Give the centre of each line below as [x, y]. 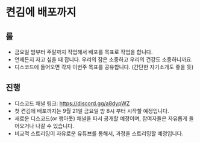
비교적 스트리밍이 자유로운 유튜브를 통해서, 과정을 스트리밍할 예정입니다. [99, 133]
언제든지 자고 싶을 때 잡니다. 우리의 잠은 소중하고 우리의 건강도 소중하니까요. [104, 59]
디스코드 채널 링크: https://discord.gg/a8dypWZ [72, 103]
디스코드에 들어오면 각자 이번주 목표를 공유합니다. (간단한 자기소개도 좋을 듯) [104, 67]
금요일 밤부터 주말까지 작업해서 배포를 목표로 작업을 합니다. [83, 52]
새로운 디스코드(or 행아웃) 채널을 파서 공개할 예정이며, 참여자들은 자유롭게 [101, 118]
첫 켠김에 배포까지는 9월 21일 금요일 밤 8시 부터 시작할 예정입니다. [92, 111]
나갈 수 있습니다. [55, 126]
